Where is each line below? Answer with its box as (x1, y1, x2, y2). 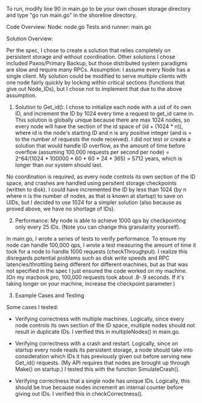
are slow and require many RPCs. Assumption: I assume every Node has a (6, 66, 191, 73)
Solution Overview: (6, 35, 54, 42)
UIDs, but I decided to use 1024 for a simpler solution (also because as (6, 199, 182, 206)
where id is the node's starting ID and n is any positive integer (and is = (14, 129, 192, 136)
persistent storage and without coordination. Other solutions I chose (6, 53, 175, 60)
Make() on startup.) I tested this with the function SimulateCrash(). (14, 365, 180, 373)
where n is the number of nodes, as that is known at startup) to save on (6, 192, 184, 199)
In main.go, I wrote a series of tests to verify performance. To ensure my (6, 235, 186, 242)
